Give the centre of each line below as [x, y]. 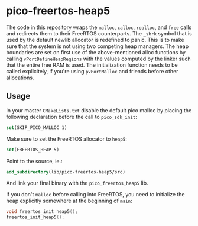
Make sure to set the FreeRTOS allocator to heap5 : [66, 139]
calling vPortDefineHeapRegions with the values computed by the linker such [98, 59]
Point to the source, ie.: [35, 161]
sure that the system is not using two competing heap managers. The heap [98, 46]
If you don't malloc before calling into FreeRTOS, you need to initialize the [95, 195]
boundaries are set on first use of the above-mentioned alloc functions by [96, 52]
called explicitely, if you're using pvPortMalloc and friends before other [92, 71]
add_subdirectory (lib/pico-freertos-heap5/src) [66, 172]
